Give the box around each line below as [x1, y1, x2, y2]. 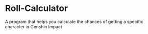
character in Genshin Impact [5, 23, 62, 29]
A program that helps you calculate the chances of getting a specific [5, 19, 144, 24]
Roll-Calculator [5, 3, 68, 14]
